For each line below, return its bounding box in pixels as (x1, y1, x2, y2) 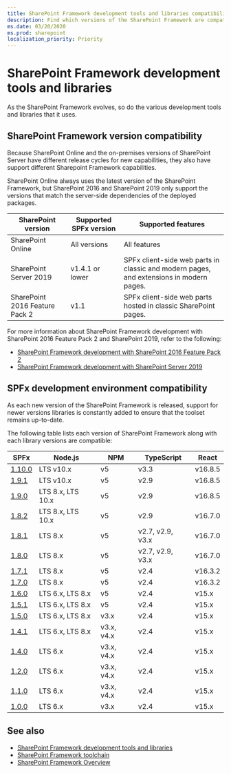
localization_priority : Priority (7, 36, 103, 43)
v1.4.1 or (70, 264, 101, 273)
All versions (70, 239, 109, 249)
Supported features (139, 219, 205, 228)
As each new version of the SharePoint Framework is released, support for (7, 401, 219, 409)
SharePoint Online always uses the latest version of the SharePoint (7, 177, 196, 185)
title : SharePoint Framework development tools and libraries (7, 10, 189, 17)
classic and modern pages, (123, 264, 211, 273)
